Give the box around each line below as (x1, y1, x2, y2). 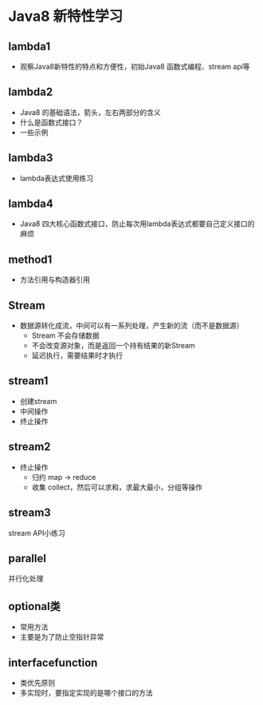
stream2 (8, 440, 51, 453)
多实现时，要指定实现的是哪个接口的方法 (19, 687, 153, 697)
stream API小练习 (8, 528, 65, 537)
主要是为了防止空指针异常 (19, 632, 104, 642)
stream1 (8, 374, 49, 388)
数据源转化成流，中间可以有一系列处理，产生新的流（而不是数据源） (19, 321, 244, 331)
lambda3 (8, 151, 53, 164)
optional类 (8, 600, 61, 613)
